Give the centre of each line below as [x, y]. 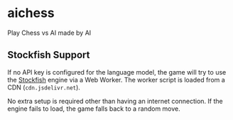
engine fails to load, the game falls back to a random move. [94, 109]
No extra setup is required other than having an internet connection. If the [115, 101]
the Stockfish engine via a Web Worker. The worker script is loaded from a [116, 80]
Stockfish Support [49, 55]
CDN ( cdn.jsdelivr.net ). [44, 87]
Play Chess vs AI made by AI [49, 33]
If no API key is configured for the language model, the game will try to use [117, 72]
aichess [31, 13]
